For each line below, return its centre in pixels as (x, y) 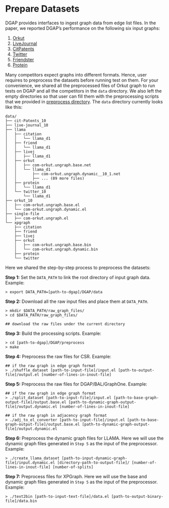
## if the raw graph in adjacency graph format (56, 415)
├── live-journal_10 (27, 125)
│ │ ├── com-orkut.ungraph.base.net (48, 165)
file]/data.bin (21, 501)
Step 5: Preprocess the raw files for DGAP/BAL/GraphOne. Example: (76, 384)
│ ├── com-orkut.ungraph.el (37, 218)
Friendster (23, 59)
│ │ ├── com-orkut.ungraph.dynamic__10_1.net (63, 174)
